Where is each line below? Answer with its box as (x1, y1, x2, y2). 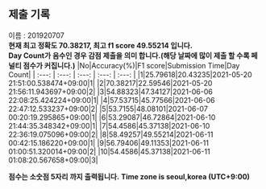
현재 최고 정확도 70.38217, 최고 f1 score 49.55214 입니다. (8, 40, 193, 50)
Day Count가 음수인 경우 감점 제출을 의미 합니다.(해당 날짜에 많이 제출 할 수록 (8, 51, 250, 60)
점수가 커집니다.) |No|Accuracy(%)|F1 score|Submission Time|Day (23, 60, 240, 70)
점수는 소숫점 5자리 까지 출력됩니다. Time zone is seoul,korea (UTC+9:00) (8, 171, 250, 181)
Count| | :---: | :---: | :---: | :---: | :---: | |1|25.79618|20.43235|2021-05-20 (8, 69, 252, 79)
